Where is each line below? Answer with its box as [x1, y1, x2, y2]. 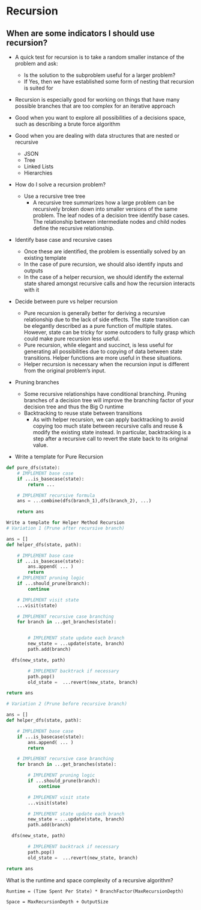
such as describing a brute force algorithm [14, 120, 121, 128]
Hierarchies [23, 170, 53, 176]
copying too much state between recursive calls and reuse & [32, 422, 183, 429]
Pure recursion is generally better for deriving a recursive [23, 310, 166, 316]
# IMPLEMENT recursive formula [17, 492, 95, 499]
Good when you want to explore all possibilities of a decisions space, [14, 114, 186, 121]
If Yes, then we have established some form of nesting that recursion [23, 78, 194, 85]
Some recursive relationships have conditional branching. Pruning [23, 390, 187, 398]
